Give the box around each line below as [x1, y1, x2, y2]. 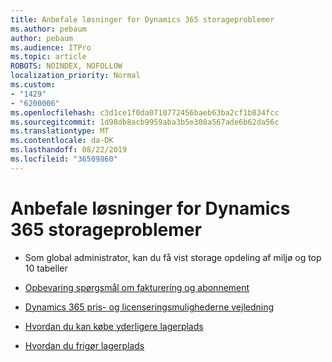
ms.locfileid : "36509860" [10, 154, 118, 164]
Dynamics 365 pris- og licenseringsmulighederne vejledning [24, 301, 275, 313]
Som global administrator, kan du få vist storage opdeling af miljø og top [24, 251, 322, 263]
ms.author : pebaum [10, 24, 87, 34]
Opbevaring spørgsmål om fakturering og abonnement [24, 281, 250, 293]
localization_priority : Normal [10, 71, 141, 81]
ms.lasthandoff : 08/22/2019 [10, 145, 128, 155]
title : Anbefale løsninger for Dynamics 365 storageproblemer [10, 14, 275, 25]
